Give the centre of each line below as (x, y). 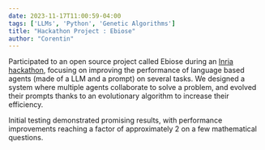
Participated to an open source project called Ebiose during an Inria (121, 62)
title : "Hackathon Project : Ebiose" (72, 31)
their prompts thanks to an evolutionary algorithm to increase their (119, 96)
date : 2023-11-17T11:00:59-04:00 (65, 16)
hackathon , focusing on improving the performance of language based (126, 71)
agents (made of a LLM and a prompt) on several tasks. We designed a (127, 79)
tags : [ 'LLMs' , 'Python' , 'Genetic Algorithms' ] (92, 24)
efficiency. (26, 105)
